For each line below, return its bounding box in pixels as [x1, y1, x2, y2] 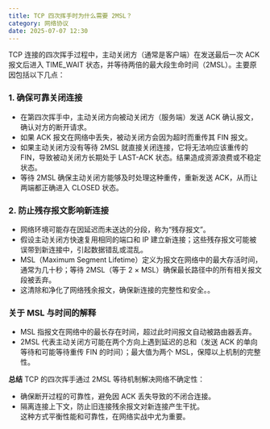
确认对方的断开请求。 [19, 122, 91, 131]
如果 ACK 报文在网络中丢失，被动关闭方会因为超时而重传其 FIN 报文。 [19, 132, 252, 142]
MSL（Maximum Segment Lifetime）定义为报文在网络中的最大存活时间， [19, 255, 263, 264]
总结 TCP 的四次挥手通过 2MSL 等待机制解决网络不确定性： [8, 374, 206, 384]
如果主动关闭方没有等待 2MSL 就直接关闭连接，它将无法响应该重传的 [19, 142, 248, 152]
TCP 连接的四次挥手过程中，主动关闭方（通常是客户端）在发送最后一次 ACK [8, 50, 260, 60]
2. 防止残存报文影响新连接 [8, 205, 110, 216]
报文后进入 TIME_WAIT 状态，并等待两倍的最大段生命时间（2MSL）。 [8, 60, 236, 69]
